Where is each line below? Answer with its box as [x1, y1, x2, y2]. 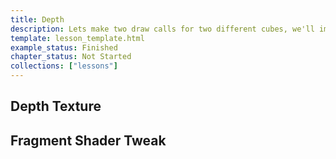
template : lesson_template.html [10, 33, 145, 43]
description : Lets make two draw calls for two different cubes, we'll [10, 24, 315, 34]
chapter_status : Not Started [10, 52, 132, 62]
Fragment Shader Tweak [10, 132, 167, 149]
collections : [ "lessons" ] [10, 61, 118, 71]
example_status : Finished [10, 42, 118, 53]
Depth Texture [10, 98, 102, 115]
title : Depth [10, 14, 65, 25]
